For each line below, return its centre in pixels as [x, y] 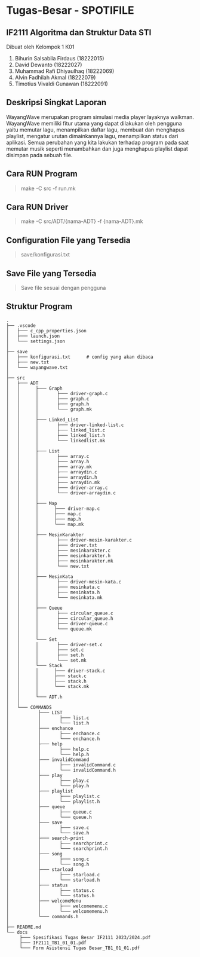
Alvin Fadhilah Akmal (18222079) [55, 77]
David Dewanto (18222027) [48, 65]
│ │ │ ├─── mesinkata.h [53, 592]
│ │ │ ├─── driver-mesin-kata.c [64, 582]
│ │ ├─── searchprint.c [57, 843]
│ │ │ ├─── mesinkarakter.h [59, 556]
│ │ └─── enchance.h [53, 739]
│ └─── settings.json [36, 341]
